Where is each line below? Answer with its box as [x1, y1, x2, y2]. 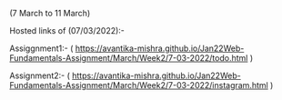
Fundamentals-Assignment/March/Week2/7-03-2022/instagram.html [9, 80, 268, 90]
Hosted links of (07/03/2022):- [9, 25, 126, 35]
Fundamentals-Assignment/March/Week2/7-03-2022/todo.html [9, 53, 248, 63]
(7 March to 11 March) [9, 8, 91, 18]
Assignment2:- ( [9, 70, 71, 81]
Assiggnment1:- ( [9, 43, 74, 54]
